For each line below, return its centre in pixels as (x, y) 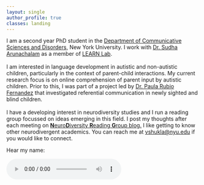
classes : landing (28, 23)
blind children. (25, 99)
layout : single (26, 12)
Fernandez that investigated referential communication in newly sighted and (102, 93)
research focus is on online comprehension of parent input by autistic (94, 80)
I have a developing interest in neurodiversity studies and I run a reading (97, 112)
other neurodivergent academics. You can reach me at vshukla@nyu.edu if (101, 132)
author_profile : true (34, 18)
